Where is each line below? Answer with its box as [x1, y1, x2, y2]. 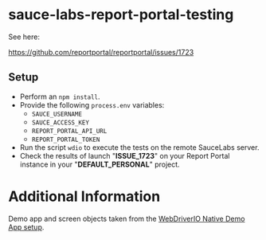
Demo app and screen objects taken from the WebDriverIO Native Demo [8, 214, 245, 223]
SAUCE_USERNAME [31, 110, 82, 118]
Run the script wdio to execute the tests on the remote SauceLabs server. [19, 142, 260, 152]
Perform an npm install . [19, 92, 101, 101]
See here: [8, 32, 40, 41]
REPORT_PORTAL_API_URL [31, 127, 108, 135]
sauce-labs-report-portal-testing [8, 6, 234, 24]
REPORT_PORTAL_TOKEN [31, 136, 100, 144]
